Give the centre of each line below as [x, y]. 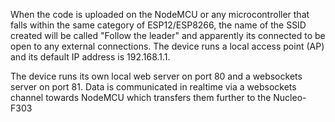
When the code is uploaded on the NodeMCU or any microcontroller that [160, 14]
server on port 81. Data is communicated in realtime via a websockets [153, 87]
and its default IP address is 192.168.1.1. [90, 57]
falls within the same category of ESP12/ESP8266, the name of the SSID [158, 25]
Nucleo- [290, 97]
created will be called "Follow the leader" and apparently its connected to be [168, 35]
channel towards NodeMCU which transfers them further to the [141, 97]
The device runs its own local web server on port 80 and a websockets [156, 76]
